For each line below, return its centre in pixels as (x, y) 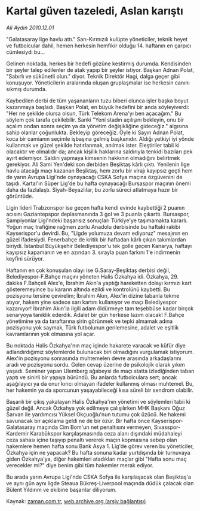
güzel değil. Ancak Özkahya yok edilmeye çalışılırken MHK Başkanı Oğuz (96, 408)
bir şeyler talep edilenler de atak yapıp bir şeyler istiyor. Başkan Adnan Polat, (100, 69)
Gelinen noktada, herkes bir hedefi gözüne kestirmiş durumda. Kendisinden (99, 64)
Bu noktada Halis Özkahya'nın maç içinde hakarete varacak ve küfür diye (96, 345)
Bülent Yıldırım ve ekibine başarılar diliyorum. (61, 489)
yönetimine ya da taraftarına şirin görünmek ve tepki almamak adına (90, 321)
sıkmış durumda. (27, 89)
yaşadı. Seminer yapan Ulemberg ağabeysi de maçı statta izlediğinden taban (100, 371)
